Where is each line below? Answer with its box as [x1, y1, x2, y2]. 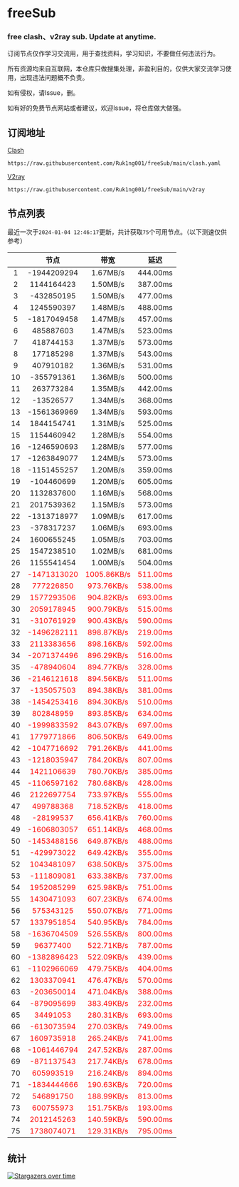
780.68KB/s [87, 778, 129, 788]
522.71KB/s [87, 941, 129, 951]
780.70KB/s [87, 767, 129, 777]
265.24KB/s [87, 1034, 129, 1044]
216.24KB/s [87, 1069, 129, 1079]
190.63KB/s [87, 1080, 129, 1090]
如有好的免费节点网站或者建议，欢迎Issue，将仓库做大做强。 [7, 103, 185, 112]
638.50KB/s [87, 859, 129, 869]
